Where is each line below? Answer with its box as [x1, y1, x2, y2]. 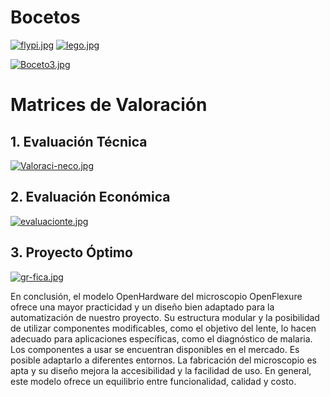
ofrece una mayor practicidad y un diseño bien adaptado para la [10, 301, 275, 313]
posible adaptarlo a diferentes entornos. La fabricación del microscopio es [10, 354, 317, 366]
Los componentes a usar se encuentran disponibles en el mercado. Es [10, 343, 300, 355]
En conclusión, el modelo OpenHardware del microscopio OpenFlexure [10, 290, 303, 302]
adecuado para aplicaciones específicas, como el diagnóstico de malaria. [10, 332, 313, 345]
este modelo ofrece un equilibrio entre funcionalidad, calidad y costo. [10, 375, 297, 387]
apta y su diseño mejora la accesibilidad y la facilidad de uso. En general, [10, 364, 312, 376]
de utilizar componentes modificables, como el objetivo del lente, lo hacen [10, 322, 317, 334]
